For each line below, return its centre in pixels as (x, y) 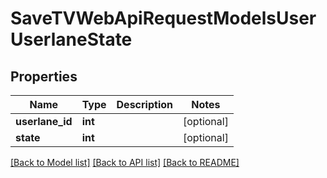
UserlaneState (71, 39)
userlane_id (44, 121)
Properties (44, 76)
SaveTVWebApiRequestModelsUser (163, 18)
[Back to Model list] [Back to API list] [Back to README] (125, 162)
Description (144, 104)
